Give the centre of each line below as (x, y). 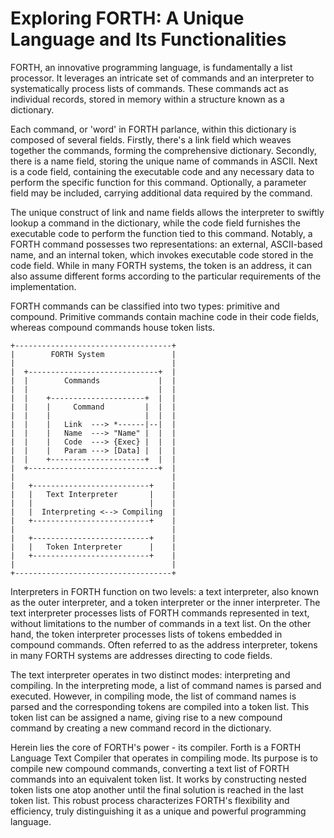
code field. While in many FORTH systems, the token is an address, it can (161, 265)
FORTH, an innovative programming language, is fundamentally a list (151, 67)
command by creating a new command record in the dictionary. (141, 728)
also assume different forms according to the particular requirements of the (166, 276)
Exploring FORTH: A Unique (127, 18)
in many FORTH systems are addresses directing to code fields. (141, 655)
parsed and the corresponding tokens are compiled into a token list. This (160, 706)
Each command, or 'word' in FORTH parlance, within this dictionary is (153, 129)
